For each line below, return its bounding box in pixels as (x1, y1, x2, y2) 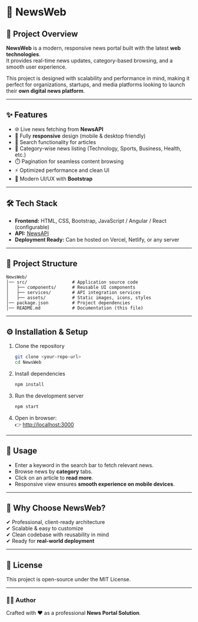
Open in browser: (14, 414, 57, 421)
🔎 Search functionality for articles (14, 138, 96, 145)
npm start (14, 403, 39, 409)
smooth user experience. (6, 63, 67, 70)
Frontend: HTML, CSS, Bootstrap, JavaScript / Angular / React (14, 217, 167, 224)
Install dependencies (14, 370, 66, 377)
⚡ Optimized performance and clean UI (14, 167, 110, 174)
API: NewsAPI (14, 230, 49, 237)
